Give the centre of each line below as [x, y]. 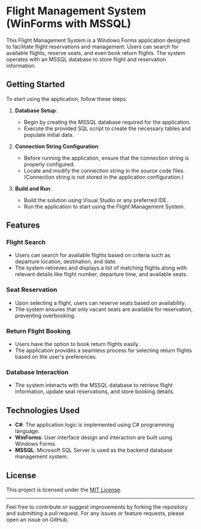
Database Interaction [37, 372]
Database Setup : [36, 110]
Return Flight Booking [38, 331]
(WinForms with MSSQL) [69, 24]
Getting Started [36, 85]
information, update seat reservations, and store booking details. [95, 392]
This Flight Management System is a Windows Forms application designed [98, 40]
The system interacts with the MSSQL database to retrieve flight [94, 385]
